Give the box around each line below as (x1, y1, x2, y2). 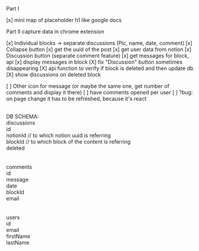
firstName (6, 233, 31, 240)
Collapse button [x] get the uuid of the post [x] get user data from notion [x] (6, 46, 192, 53)
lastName (6, 239, 30, 246)
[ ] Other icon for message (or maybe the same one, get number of (6, 82, 170, 90)
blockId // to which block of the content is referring (6, 138, 131, 145)
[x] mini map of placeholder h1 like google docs (6, 17, 122, 23)
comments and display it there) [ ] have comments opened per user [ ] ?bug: (6, 89, 193, 96)
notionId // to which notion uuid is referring (6, 132, 111, 139)
